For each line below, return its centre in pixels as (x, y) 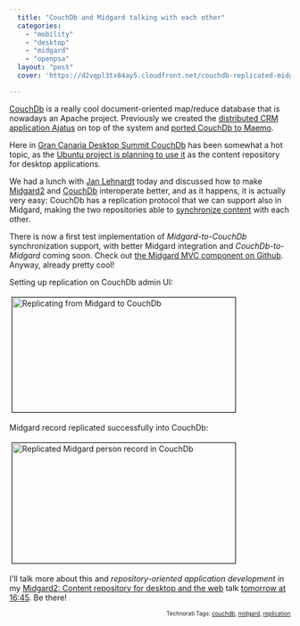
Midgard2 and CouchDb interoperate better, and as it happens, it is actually (147, 190)
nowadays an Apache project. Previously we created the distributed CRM (144, 118)
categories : (40, 26)
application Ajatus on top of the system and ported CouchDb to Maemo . (142, 128)
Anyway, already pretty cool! (62, 265)
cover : (29, 76)
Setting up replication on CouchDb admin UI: (92, 282)
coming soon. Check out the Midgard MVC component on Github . (163, 255)
